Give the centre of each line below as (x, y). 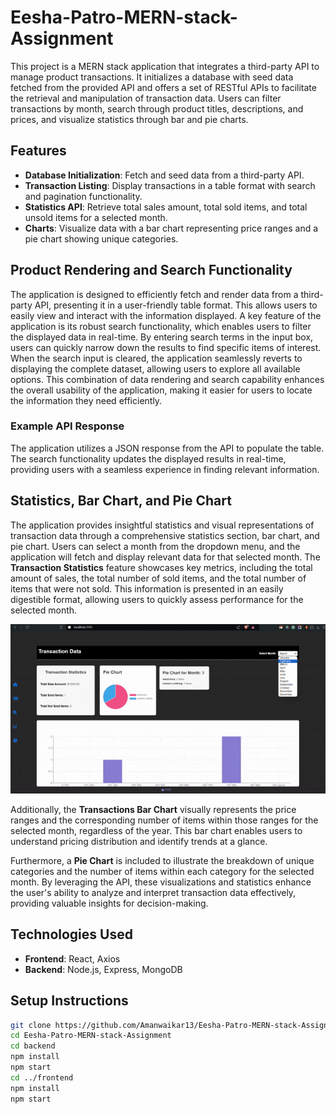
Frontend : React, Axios (72, 958)
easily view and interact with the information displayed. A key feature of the (166, 315)
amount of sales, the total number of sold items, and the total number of (158, 578)
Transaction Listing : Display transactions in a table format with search (170, 185)
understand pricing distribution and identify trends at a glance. (139, 841)
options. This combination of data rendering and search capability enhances (167, 379)
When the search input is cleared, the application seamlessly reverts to (156, 358)
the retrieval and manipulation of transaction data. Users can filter (146, 98)
